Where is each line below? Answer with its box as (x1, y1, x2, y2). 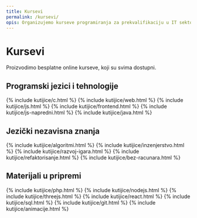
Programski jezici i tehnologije (6, 81, 118, 91)
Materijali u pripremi (6, 171, 81, 181)
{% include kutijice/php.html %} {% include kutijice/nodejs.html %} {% (6, 186, 177, 193)
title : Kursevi (6, 8, 43, 15)
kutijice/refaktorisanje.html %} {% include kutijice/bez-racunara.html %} (6, 154, 181, 161)
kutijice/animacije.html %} (6, 205, 69, 212)
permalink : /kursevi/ (6, 14, 59, 20)
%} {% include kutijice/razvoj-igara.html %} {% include (6, 148, 140, 155)
